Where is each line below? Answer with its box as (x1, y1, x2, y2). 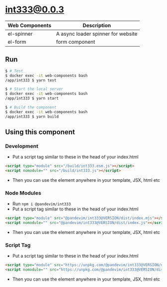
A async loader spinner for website (56, 30, 138, 37)
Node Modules (5, 189, 41, 196)
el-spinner (7, 30, 33, 37)
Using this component (5, 128, 76, 137)
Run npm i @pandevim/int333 (12, 201, 71, 207)
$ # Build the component (5, 105, 57, 110)
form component (56, 38, 95, 45)
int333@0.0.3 (5, 4, 65, 15)
